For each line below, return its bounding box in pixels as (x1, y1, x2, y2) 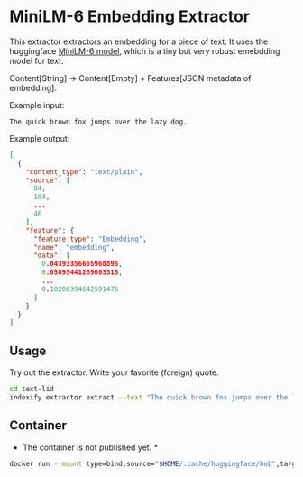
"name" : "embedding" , (32, 243, 115, 252)
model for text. (9, 55, 64, 66)
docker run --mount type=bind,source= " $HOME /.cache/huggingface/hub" (9, 459, 277, 468)
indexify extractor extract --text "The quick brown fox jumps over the (9, 393, 289, 402)
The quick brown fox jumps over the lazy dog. (9, 117, 188, 126)
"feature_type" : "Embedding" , (32, 234, 147, 243)
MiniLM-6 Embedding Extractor (9, 6, 251, 27)
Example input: (9, 99, 65, 110)
